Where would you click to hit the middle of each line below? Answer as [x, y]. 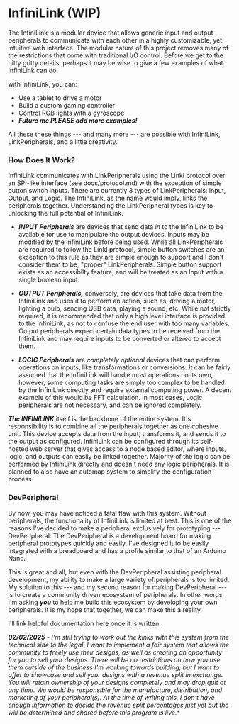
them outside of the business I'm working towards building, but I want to [114, 667]
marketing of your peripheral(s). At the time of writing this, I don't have [111, 697]
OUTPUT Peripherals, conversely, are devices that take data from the [120, 294]
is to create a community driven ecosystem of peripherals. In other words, [116, 594]
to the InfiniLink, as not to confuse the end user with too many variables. [124, 323]
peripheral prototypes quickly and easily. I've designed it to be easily [109, 543]
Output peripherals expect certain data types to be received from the [119, 331]
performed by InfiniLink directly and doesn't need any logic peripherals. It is [119, 464]
